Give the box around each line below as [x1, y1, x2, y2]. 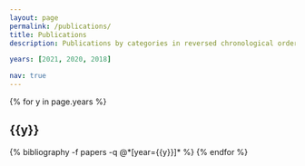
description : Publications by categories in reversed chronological [9, 38, 274, 48]
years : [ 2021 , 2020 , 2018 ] [9, 55, 112, 64]
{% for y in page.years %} [9, 96, 107, 107]
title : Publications [9, 30, 88, 39]
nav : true [9, 72, 47, 81]
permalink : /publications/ [9, 22, 112, 31]
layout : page [9, 13, 59, 23]
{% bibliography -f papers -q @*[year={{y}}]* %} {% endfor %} [9, 146, 249, 157]
